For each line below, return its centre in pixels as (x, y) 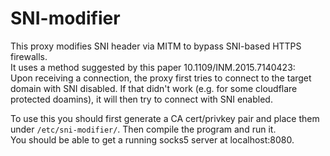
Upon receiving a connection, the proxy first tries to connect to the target (161, 78)
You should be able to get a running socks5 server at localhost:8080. (152, 139)
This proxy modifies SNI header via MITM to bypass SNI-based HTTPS (156, 46)
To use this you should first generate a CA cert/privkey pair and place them (165, 118)
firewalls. (29, 56)
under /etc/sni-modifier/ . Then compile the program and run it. (143, 129)
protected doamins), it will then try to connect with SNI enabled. (141, 99)
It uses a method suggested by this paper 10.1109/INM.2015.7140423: (153, 67)
